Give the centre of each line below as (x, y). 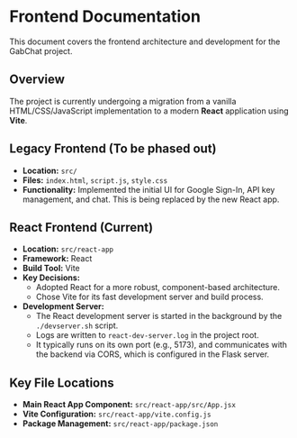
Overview (37, 80)
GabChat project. (41, 50)
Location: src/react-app (68, 249)
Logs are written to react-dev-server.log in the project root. (147, 335)
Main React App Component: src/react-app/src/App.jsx (129, 405)
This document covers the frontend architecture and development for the (145, 41)
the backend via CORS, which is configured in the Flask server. (153, 354)
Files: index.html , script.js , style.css (95, 180)
